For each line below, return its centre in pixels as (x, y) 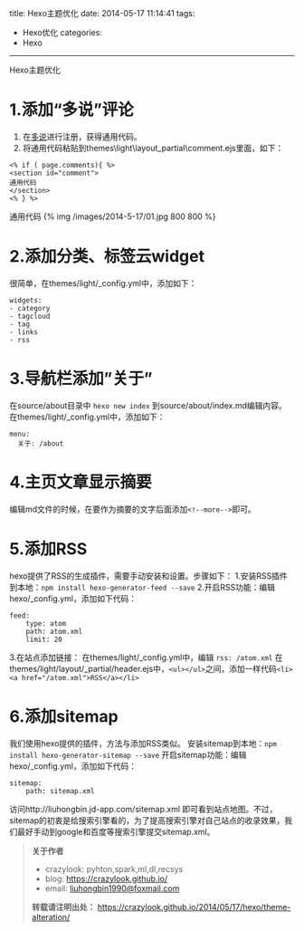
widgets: (26, 300)
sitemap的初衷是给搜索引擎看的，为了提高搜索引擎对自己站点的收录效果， (147, 820)
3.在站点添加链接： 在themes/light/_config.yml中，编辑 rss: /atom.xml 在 (146, 657)
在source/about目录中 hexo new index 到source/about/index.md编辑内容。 (148, 405)
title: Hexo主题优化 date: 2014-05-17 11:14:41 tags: (102, 13)
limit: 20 (44, 639)
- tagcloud (30, 316)
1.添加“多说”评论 (71, 110)
